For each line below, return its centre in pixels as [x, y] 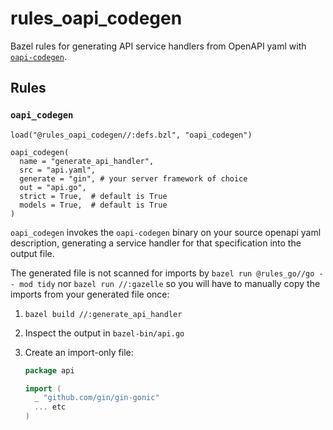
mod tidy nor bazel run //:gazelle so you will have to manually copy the [170, 283]
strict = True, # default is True [93, 196]
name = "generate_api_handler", [87, 161]
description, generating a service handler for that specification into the [156, 243]
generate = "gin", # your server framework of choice [133, 178]
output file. [32, 253]
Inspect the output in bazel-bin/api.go [104, 333]
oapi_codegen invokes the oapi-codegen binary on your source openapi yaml [166, 232]
